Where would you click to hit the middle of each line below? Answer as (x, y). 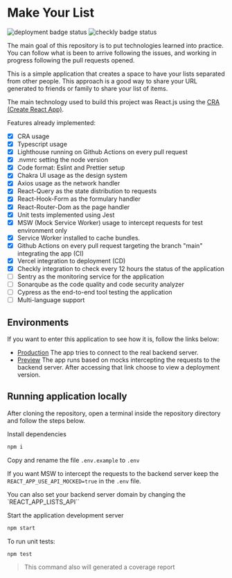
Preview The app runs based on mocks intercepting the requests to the (118, 360)
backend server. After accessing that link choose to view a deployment (118, 367)
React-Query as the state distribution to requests (87, 191)
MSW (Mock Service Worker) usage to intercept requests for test (110, 222)
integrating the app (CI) (51, 253)
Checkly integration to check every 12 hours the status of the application (121, 268)
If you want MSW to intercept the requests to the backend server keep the (113, 473)
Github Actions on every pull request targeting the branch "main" (110, 245)
